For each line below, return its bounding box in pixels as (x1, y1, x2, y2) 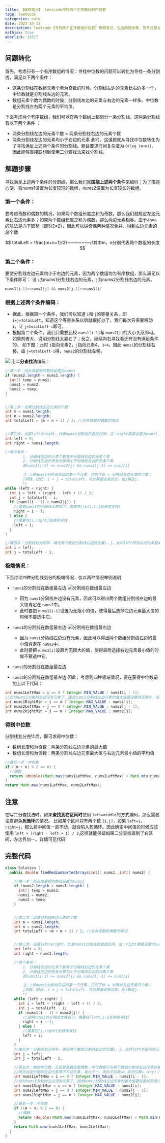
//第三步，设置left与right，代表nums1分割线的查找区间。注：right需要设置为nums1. (5, 432, 160, 437)
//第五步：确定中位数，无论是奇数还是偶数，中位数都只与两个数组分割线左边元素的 (14, 1065, 157, 1070)
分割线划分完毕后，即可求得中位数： (5, 733, 79, 739)
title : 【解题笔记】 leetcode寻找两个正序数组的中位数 (5, 7, 107, 12)
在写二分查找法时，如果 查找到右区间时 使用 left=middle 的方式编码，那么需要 (5, 812, 160, 818)
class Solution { (5, 866, 41, 870)
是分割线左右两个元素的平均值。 (12, 103, 77, 109)
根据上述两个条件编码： (5, 299, 60, 306)
